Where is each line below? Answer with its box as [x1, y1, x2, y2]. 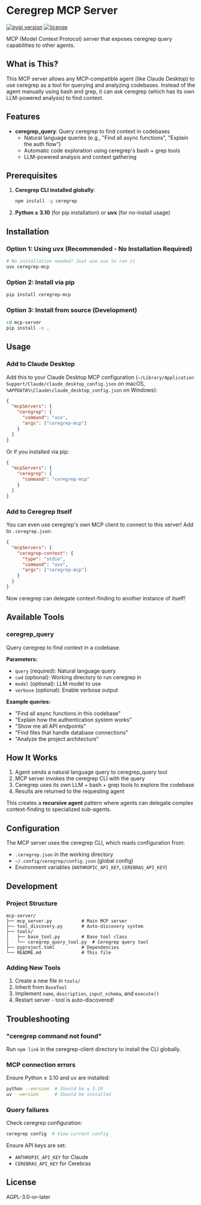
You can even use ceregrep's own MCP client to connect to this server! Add [6, 521, 194, 528]
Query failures [6, 1105, 49, 1114]
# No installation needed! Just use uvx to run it [6, 258, 136, 264]
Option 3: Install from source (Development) [6, 306, 137, 314]
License [6, 1177, 37, 1188]
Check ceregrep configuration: [6, 1120, 82, 1127]
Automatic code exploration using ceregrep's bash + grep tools [23, 147, 181, 154]
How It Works [6, 753, 58, 763]
